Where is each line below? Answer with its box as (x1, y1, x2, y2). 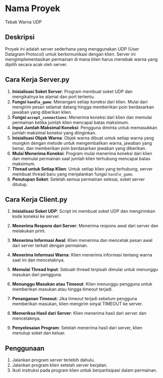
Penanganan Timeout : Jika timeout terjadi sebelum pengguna (12, 296, 137, 302)
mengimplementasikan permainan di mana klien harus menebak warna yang (5, 56, 158, 62)
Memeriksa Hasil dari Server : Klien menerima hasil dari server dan (12, 310, 147, 316)
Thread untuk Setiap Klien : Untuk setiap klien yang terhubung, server (12, 166, 153, 172)
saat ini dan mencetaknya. (12, 257, 65, 263)
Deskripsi (5, 33, 35, 41)
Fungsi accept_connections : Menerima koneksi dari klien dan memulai (12, 114, 152, 120)
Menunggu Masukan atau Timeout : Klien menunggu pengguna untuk (12, 281, 153, 287)
